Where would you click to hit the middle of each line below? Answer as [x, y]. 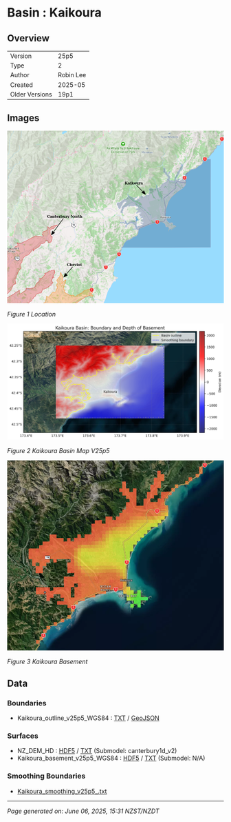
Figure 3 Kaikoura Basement [47, 662]
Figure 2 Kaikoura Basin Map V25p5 [58, 450]
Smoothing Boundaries [46, 776]
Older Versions [31, 94]
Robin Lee [72, 75]
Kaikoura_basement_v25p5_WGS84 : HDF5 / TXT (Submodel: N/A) [111, 758]
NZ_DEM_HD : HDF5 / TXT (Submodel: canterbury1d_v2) [97, 751]
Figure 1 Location [32, 314]
